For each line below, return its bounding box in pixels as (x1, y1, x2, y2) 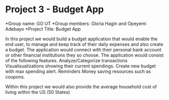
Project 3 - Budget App (5, 4, 104, 15)
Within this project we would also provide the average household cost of (5, 83, 157, 90)
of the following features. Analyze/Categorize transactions (5, 57, 128, 63)
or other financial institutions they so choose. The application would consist (5, 52, 164, 58)
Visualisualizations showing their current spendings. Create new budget (5, 63, 156, 69)
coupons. (5, 73, 25, 80)
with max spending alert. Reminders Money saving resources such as (5, 68, 151, 74)
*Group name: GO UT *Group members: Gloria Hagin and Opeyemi (5, 20, 147, 27)
